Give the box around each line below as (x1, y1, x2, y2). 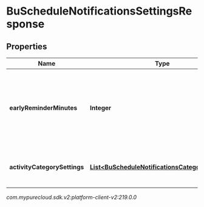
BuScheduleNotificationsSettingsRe (6, 4, 192, 18)
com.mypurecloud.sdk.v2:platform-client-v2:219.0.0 (6, 194, 137, 201)
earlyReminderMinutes (9, 104, 78, 112)
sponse (6, 17, 45, 31)
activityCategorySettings (9, 163, 84, 171)
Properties (6, 41, 47, 52)
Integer (90, 104, 112, 112)
